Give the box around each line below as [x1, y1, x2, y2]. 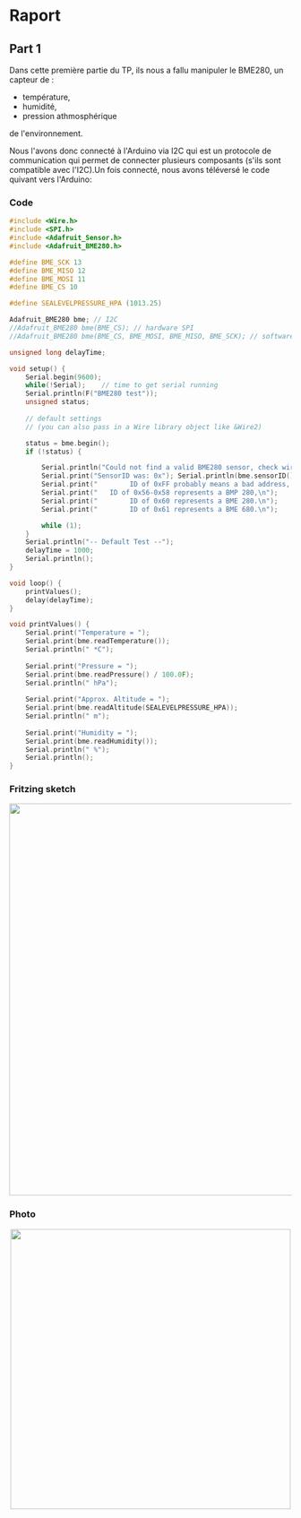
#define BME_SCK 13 [9, 257, 82, 267]
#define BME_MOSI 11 [9, 274, 87, 283]
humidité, [21, 101, 57, 112]
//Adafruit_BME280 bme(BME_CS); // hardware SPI [9, 323, 194, 332]
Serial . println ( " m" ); [25, 712, 110, 721]
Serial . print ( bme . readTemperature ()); [25, 637, 170, 646]
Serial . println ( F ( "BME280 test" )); [25, 389, 159, 399]
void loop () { [9, 579, 63, 588]
